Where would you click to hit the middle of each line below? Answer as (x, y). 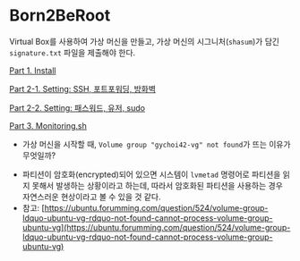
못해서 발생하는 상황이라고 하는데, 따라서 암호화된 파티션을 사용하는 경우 (158, 185)
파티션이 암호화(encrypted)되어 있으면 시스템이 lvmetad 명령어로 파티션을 (151, 174)
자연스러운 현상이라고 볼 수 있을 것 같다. (91, 197)
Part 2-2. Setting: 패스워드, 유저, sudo (77, 107)
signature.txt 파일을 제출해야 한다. (73, 52)
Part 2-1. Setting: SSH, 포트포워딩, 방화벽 (83, 88)
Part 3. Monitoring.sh (48, 125)
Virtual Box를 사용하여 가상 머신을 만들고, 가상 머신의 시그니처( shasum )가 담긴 (145, 41)
